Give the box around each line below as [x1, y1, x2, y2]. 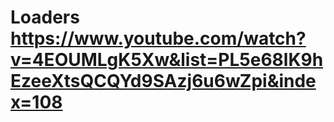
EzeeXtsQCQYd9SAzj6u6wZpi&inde [10, 70, 317, 93]
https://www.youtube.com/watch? [10, 27, 307, 50]
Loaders [10, 6, 80, 29]
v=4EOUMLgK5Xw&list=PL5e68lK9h [10, 49, 324, 71]
